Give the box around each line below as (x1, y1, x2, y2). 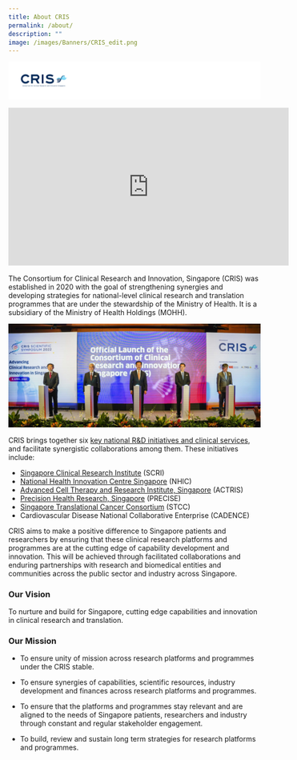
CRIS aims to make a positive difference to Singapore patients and (8, 526, 227, 536)
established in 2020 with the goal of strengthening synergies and (8, 282, 223, 292)
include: (8, 452, 35, 462)
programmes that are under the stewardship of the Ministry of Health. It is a (8, 299, 258, 309)
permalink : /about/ (8, 21, 74, 30)
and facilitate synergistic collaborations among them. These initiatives (8, 443, 239, 453)
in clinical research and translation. (8, 616, 124, 625)
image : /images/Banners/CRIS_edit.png (8, 38, 138, 46)
